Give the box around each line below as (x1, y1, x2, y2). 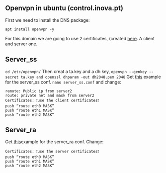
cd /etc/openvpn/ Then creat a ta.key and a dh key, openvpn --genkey (5, 68, 147, 74)
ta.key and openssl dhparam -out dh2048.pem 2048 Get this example (20, 74, 161, 80)
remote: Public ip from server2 (5, 88, 72, 93)
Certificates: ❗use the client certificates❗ (5, 98, 99, 103)
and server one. (5, 41, 38, 47)
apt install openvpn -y (5, 27, 55, 32)
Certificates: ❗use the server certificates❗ (5, 149, 99, 154)
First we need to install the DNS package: (5, 17, 90, 23)
